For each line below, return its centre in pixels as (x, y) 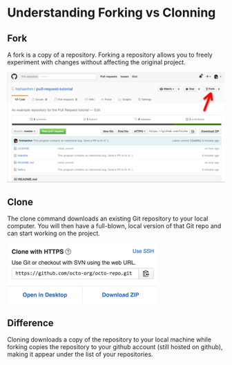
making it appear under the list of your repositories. (80, 355)
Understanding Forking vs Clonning (112, 13)
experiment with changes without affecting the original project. (97, 62)
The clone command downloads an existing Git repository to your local (108, 218)
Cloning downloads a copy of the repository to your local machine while (109, 339)
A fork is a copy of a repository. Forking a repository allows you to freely (110, 55)
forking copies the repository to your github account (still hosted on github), (115, 347)
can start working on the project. (54, 234)
